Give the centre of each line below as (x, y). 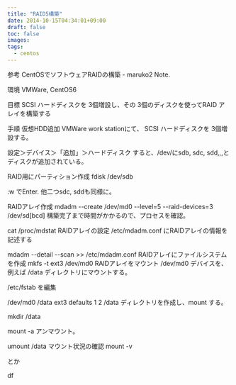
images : (19, 40)
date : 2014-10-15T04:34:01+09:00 (57, 21)
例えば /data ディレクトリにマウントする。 (69, 272)
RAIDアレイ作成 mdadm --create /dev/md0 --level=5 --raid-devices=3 (111, 206)
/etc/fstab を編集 (32, 287)
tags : (15, 47)
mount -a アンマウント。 (43, 331)
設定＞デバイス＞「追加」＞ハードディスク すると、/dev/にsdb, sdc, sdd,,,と (118, 152)
